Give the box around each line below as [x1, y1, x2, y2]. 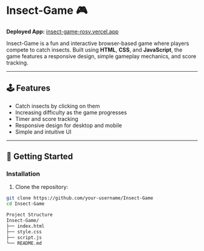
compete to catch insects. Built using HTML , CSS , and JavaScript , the [6, 46, 183, 53]
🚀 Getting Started [6, 151, 73, 162]
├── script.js [6, 234, 42, 241]
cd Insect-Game [6, 201, 45, 207]
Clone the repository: [15, 184, 69, 191]
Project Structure [6, 212, 53, 218]
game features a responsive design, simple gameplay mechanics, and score [6, 52, 197, 60]
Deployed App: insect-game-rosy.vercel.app [6, 27, 119, 35]
